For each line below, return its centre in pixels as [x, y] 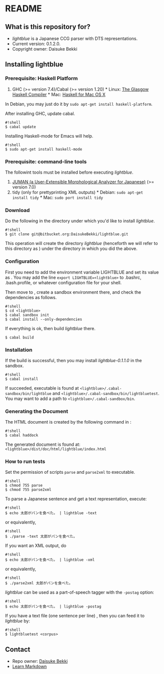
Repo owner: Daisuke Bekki [40, 661]
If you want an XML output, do [36, 546]
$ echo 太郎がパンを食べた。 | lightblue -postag [53, 607]
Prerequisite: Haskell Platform [41, 78]
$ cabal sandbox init [27, 315]
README [24, 9]
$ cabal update [21, 127]
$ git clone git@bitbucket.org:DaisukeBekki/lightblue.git [67, 234]
